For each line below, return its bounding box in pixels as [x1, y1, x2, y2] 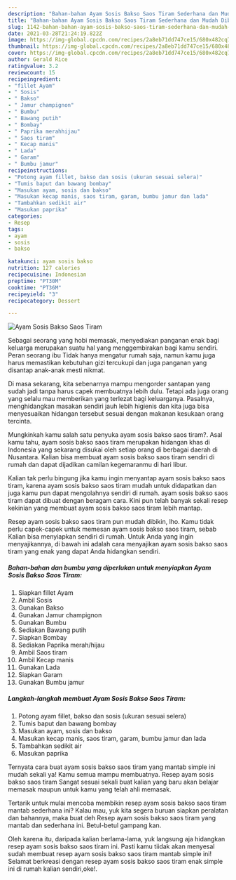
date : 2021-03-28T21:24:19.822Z [8, 29, 102, 37]
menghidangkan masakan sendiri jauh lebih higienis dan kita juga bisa [8, 402, 209, 411]
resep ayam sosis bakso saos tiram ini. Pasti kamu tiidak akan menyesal [8, 842, 215, 851]
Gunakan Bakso [18, 603, 64, 612]
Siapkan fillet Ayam [18, 589, 74, 597]
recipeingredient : [8, 75, 62, 83]
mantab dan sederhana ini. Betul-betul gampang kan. [8, 821, 162, 829]
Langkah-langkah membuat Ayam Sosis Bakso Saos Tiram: [8, 694, 186, 702]
